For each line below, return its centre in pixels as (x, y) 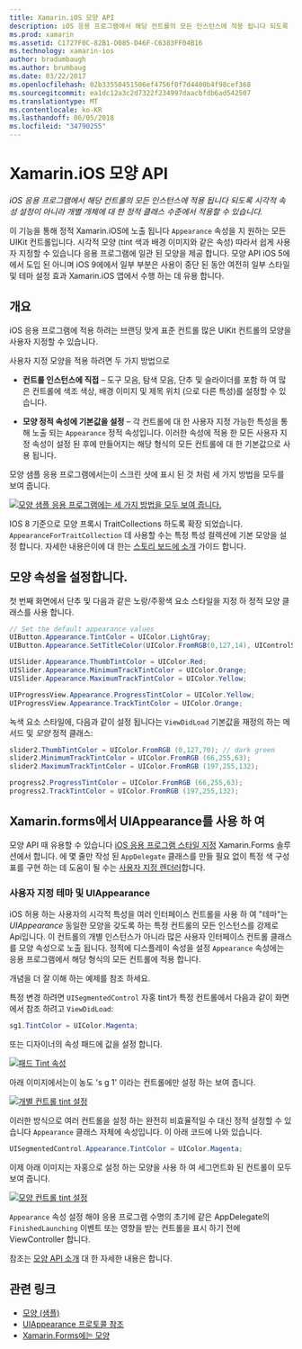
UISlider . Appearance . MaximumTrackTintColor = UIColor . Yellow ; (128, 679)
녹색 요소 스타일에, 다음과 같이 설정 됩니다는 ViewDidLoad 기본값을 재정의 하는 (145, 722)
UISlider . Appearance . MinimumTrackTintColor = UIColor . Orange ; (128, 670)
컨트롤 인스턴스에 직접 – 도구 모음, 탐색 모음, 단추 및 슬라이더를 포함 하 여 (149, 380)
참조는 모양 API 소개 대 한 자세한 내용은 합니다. (91, 1258)
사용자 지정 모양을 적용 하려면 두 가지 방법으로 (90, 360)
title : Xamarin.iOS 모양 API (62, 18)
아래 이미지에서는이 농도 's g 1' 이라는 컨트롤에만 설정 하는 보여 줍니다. (133, 1082)
